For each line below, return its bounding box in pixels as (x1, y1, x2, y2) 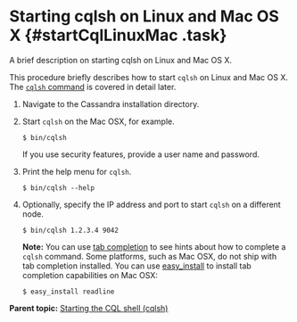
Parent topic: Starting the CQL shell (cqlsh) (9, 302, 169, 313)
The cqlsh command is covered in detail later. (9, 81, 177, 92)
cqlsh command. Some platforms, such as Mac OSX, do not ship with (21, 251, 277, 261)
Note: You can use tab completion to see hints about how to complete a (21, 241, 286, 252)
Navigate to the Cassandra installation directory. (21, 98, 200, 109)
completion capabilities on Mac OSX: (21, 269, 159, 280)
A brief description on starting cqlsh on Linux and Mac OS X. (9, 54, 232, 65)
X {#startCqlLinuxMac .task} (9, 25, 227, 45)
